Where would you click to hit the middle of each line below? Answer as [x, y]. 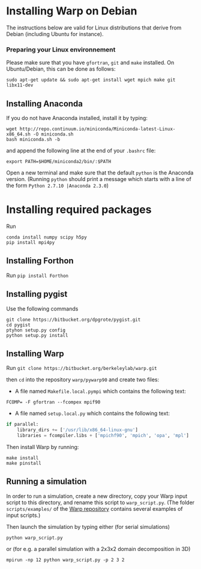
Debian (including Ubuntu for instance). [55, 34]
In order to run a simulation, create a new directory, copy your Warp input [97, 496]
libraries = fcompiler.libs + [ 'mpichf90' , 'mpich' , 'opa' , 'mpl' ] [103, 436]
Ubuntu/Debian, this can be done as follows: [61, 69]
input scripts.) [23, 515]
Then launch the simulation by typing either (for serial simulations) [88, 526]
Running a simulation [46, 482]
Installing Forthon [40, 261]
